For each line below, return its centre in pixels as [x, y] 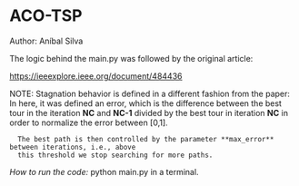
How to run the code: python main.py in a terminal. [104, 171]
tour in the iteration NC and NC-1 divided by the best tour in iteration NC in [149, 113]
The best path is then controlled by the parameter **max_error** [146, 139]
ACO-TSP [46, 16]
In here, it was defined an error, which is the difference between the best [145, 103]
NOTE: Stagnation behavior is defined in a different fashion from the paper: [150, 93]
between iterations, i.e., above [73, 147]
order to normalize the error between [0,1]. [89, 122]
